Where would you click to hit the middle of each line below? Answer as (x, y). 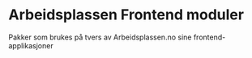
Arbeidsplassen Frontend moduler (126, 15)
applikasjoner (31, 45)
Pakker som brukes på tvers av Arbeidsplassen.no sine (100, 37)
